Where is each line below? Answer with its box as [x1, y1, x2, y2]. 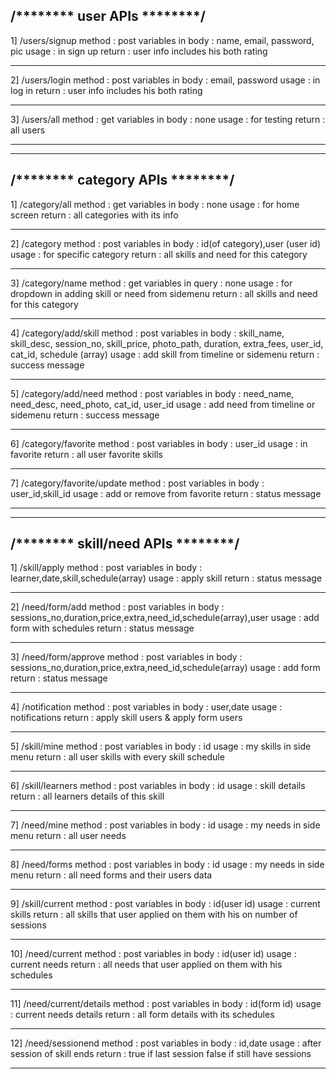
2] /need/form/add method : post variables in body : [10, 601, 225, 613]
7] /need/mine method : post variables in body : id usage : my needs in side [10, 819, 321, 831]
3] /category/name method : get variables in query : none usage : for [10, 277, 293, 289]
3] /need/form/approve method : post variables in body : [10, 651, 243, 663]
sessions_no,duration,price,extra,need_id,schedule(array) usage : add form [10, 662, 321, 674]
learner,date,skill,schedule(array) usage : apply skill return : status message [10, 572, 323, 584]
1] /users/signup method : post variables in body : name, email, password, [10, 34, 315, 46]
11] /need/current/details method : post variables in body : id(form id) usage [10, 998, 322, 1010]
